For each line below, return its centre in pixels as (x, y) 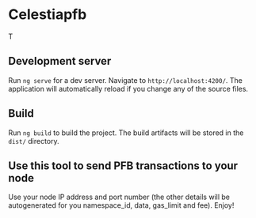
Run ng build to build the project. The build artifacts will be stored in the (126, 133)
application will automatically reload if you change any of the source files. (128, 88)
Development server (60, 61)
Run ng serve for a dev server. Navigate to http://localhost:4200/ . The (126, 80)
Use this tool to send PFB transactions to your (123, 165)
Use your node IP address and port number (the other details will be (119, 197)
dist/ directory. (34, 141)
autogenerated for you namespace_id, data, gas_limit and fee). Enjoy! (121, 205)
